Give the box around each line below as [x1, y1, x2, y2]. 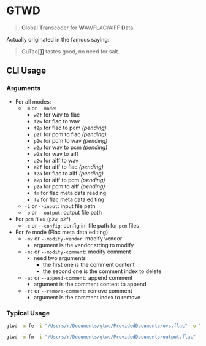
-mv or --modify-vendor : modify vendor [24, 234, 123, 242]
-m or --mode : [24, 104, 57, 112]
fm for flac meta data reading [33, 189, 107, 196]
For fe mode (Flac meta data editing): [15, 228, 110, 236]
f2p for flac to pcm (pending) [33, 124, 107, 131]
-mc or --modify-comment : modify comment [24, 248, 131, 255]
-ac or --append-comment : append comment [24, 274, 133, 281]
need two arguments [33, 254, 86, 261]
